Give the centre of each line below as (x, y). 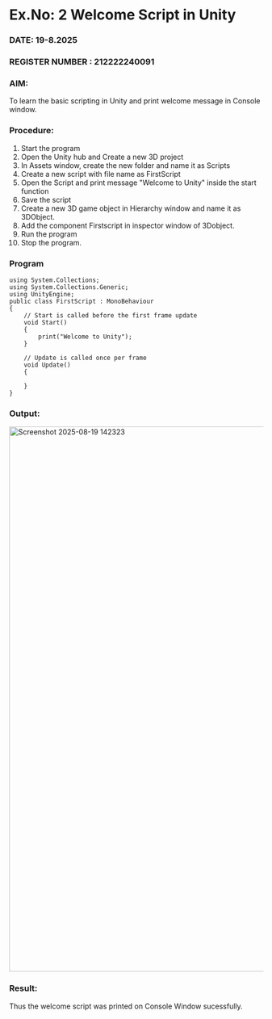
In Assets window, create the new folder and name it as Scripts (126, 165)
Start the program (50, 148)
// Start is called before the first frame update (111, 315)
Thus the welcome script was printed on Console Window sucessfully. (126, 1006)
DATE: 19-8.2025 (43, 40)
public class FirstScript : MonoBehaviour (82, 301)
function (35, 191)
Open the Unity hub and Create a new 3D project (102, 157)
